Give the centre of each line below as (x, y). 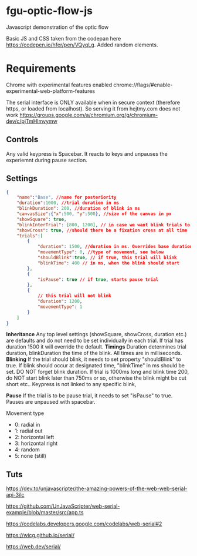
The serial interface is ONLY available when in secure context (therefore (93, 102)
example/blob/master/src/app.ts (45, 513)
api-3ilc (15, 495)
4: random (27, 450)
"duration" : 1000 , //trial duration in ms (68, 203)
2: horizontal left (34, 437)
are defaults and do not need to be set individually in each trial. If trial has (95, 341)
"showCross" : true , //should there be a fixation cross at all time (102, 230)
